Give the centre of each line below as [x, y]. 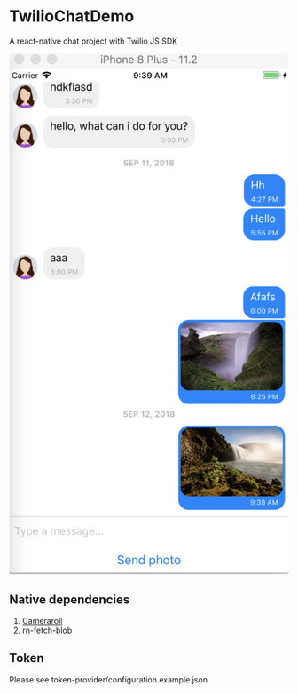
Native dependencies [70, 599]
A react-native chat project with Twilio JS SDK [94, 41]
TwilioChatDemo [72, 16]
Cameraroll [42, 621]
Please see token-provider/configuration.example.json [109, 679]
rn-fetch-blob [47, 630]
